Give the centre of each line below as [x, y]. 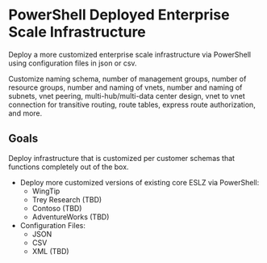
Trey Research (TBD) [67, 199]
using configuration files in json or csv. [73, 63]
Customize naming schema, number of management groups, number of [127, 78]
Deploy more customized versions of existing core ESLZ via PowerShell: [140, 182]
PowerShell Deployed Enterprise [119, 15]
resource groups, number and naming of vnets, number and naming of [125, 87]
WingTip [46, 191]
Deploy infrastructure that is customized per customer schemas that [122, 158]
